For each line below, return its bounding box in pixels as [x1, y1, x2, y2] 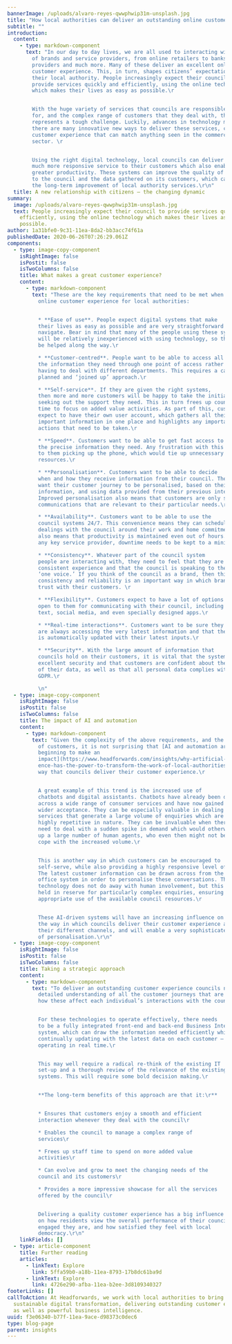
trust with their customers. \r [37, 584, 131, 591]
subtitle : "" [7, 23, 45, 30]
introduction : [7, 29, 48, 37]
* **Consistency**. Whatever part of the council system [37, 551, 206, 558]
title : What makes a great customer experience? [19, 272, 162, 279]
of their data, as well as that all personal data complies [37, 666, 215, 673]
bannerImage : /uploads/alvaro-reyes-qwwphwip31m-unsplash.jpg [7, 10, 190, 17]
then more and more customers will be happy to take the [37, 392, 206, 399]
